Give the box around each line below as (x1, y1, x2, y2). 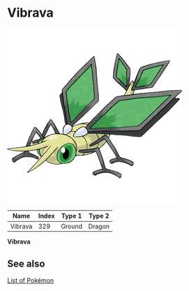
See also (7, 258, 45, 269)
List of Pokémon (7, 276, 54, 284)
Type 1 (61, 211, 82, 221)
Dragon (88, 222, 110, 230)
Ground (60, 222, 82, 230)
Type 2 (88, 211, 109, 221)
